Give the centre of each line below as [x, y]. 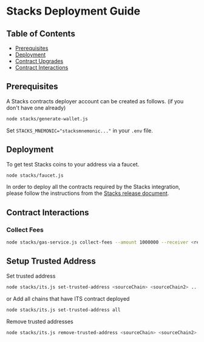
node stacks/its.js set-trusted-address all [63, 310]
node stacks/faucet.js [35, 175]
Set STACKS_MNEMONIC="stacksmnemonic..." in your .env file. [80, 130]
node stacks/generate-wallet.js [47, 119]
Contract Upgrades [39, 61]
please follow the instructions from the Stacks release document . [88, 193]
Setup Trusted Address [51, 262]
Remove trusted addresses [40, 321]
